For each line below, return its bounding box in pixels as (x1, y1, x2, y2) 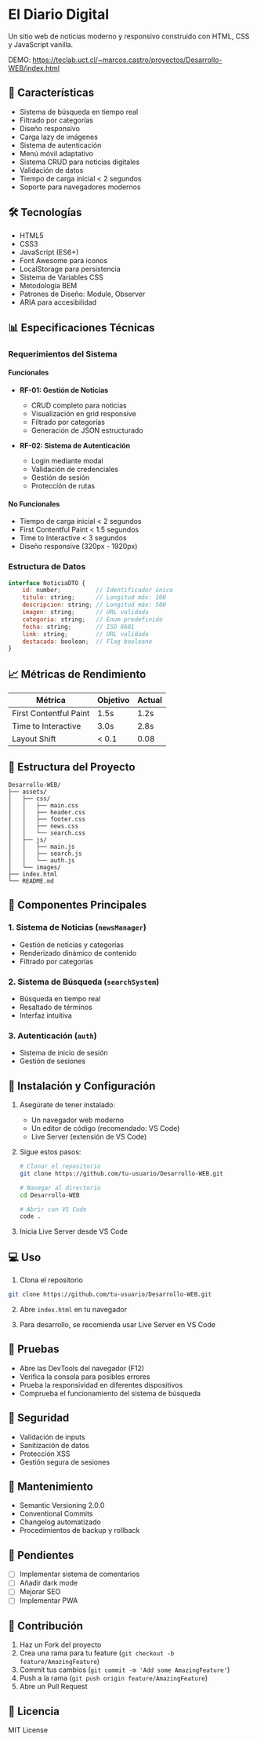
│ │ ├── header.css (8, 808, 86, 816)
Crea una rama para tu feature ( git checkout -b (19, 1648, 175, 1658)
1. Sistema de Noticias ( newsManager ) (8, 922, 147, 933)
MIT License (8, 1725, 49, 1735)
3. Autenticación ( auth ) (8, 1030, 97, 1041)
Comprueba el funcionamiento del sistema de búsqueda (19, 1388, 201, 1398)
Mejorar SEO (19, 1587, 61, 1597)
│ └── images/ (8, 863, 61, 871)
